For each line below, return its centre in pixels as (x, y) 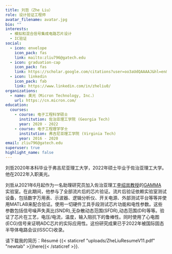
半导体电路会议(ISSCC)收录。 (36, 229)
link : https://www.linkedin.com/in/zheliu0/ (63, 86)
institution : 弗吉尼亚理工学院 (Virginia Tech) (67, 133)
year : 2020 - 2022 (38, 124)
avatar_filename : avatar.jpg (36, 19)
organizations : (21, 91)
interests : (17, 29)
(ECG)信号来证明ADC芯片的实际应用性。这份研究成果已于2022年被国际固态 (85, 223)
